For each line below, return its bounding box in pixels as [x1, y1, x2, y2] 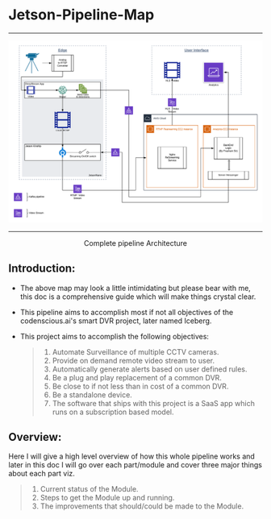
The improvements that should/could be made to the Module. [40, 501, 244, 511]
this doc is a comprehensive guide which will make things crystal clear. [19, 292, 256, 301]
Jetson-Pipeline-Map [8, 6, 155, 24]
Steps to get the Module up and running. [40, 493, 175, 503]
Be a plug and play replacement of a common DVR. [52, 372, 222, 382]
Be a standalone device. [52, 389, 133, 400]
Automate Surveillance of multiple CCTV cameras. [52, 347, 219, 356]
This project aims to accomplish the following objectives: [19, 331, 210, 341]
